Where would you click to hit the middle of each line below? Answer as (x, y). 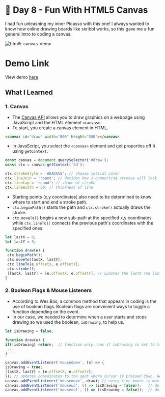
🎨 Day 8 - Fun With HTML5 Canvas (77, 10)
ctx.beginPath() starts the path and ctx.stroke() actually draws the (81, 207)
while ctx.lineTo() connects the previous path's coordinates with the (83, 223)
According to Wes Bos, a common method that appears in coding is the (84, 301)
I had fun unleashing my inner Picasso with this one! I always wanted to (77, 24)
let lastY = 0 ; (21, 242)
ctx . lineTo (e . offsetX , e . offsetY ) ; (43, 264)
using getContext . (30, 151)
